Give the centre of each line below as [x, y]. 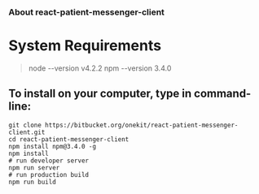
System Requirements [85, 46]
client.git [27, 132]
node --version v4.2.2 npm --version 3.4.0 [100, 68]
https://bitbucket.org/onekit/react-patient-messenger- [141, 125]
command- [223, 94]
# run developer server [49, 161]
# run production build [49, 175]
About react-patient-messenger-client [87, 12]
